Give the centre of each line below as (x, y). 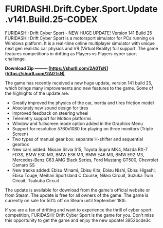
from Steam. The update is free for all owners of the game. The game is (77, 195)
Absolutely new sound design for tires (50, 108)
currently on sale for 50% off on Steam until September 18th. (66, 200)
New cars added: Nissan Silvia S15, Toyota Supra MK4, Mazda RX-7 (80, 149)
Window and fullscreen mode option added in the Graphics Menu (77, 124)
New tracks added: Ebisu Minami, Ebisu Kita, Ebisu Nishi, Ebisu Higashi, (84, 170)
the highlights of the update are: (37, 93)
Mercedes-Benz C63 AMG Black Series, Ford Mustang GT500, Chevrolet (85, 160)
